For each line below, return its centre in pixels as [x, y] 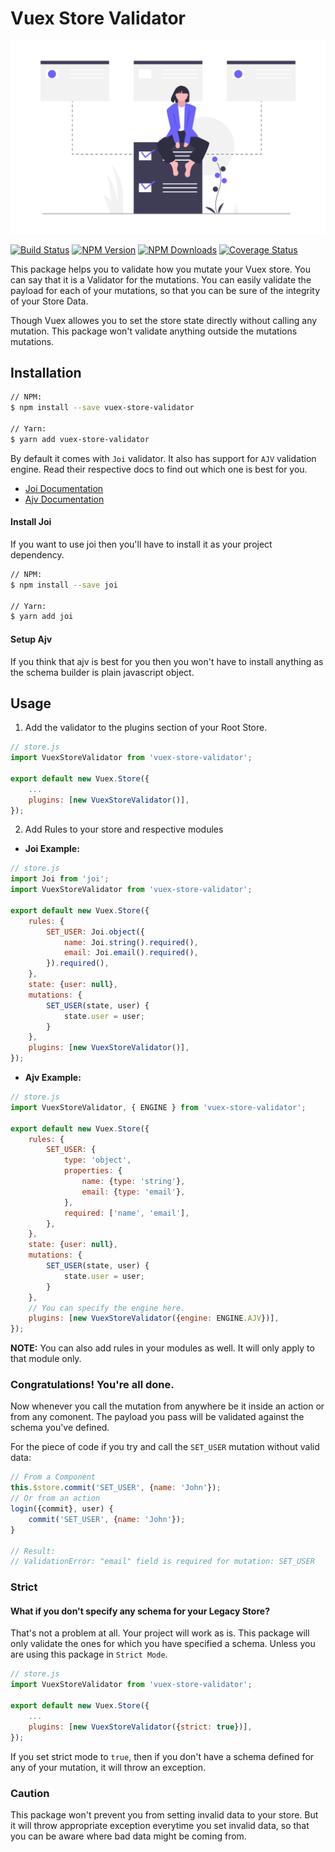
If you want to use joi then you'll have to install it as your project [141, 544]
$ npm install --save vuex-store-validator [102, 408]
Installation [46, 372]
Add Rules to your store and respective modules [124, 829]
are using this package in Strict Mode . [89, 1654]
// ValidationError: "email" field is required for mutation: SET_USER [162, 1562]
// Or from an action [55, 1498]
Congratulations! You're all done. [92, 1385]
